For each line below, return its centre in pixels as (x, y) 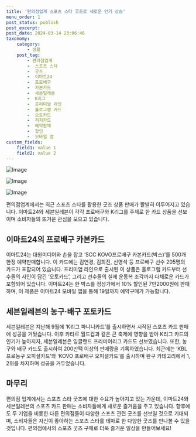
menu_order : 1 (23, 17)
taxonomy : (18, 39)
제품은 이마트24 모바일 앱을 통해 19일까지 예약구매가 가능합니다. (97, 291)
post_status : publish (32, 22)
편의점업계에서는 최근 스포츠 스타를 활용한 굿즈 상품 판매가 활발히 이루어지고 (93, 204)
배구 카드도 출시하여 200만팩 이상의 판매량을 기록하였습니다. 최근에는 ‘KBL (102, 349)
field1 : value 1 (37, 148)
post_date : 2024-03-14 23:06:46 (45, 33)
